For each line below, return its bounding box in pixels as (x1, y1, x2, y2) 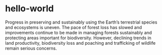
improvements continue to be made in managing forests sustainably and (5, 29, 152, 35)
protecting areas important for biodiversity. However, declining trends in (5, 35, 152, 41)
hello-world (5, 3, 54, 14)
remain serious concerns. (5, 45, 57, 51)
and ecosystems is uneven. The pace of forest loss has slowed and (5, 24, 142, 30)
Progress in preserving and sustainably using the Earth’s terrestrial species (5, 19, 158, 25)
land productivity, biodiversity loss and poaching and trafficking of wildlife (5, 40, 156, 46)
